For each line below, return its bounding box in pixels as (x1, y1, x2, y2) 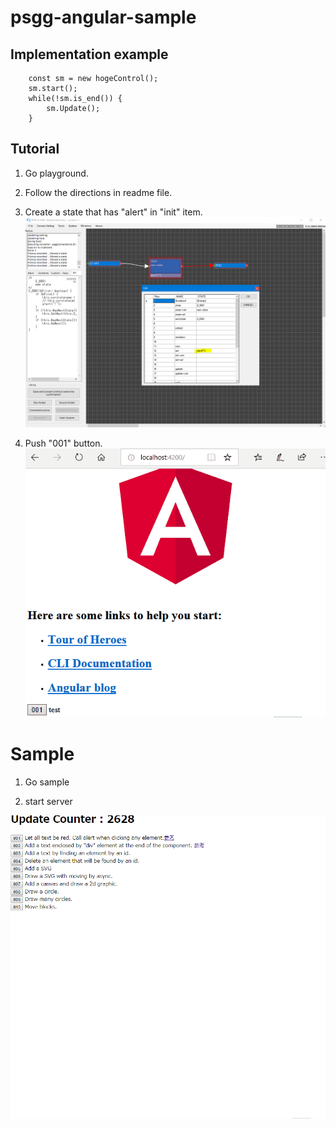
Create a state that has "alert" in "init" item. (24, 206, 203, 218)
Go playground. (24, 167, 89, 179)
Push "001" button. (24, 437, 103, 449)
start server (24, 795, 73, 807)
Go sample (24, 776, 70, 788)
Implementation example (10, 46, 169, 63)
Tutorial (10, 141, 60, 158)
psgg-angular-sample (10, 6, 197, 29)
